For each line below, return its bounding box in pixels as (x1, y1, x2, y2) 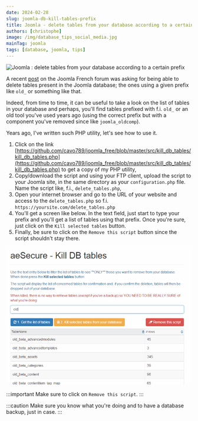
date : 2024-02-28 (6, 9, 49, 15)
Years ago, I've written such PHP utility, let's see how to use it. (6, 129, 158, 136)
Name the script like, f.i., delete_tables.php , (14, 185, 122, 192)
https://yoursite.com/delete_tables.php (14, 204, 115, 210)
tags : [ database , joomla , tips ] (6, 47, 85, 53)
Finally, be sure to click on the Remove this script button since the (14, 228, 177, 235)
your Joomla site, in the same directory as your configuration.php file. (14, 178, 186, 185)
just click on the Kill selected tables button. (14, 222, 127, 229)
